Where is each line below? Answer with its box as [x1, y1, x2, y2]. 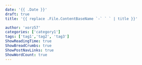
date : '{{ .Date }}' [5, 7, 48, 12]
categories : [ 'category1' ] [5, 30, 61, 35]
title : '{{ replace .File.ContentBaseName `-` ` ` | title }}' [5, 16, 138, 21]
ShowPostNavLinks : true [5, 47, 54, 53]
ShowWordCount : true [5, 52, 48, 57]
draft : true [5, 12, 30, 17]
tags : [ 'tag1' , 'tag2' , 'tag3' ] [5, 34, 70, 39]
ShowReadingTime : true [5, 39, 52, 44]
